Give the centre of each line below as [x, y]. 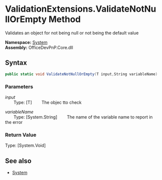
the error [14, 122]
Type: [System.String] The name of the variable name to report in [83, 117]
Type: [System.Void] [26, 145]
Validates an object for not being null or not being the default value [72, 33]
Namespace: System [26, 42]
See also [18, 161]
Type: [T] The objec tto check [48, 102]
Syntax [16, 63]
